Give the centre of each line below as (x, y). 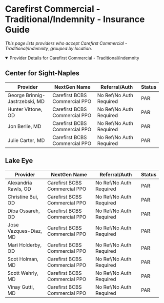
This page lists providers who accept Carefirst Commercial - (66, 43)
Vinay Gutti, (21, 287)
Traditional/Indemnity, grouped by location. (49, 48)
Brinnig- (36, 95)
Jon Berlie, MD (24, 126)
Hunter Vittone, (25, 109)
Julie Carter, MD (26, 140)
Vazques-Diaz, (25, 231)
